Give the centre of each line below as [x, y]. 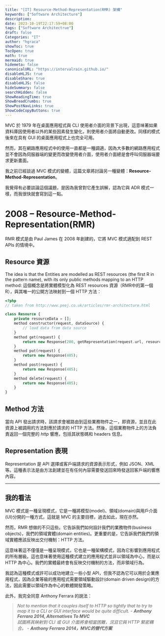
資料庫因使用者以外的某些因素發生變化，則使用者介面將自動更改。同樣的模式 [82, 131]
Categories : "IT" [23, 37]
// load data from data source [55, 328]
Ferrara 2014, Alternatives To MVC [53, 616]
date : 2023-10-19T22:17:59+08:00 [39, 23]
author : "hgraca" [23, 42]
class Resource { [23, 314]
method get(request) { [37, 337]
